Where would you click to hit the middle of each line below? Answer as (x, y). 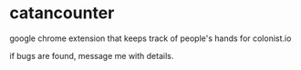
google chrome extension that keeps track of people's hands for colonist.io (150, 38)
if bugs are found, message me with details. (92, 55)
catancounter (62, 13)
